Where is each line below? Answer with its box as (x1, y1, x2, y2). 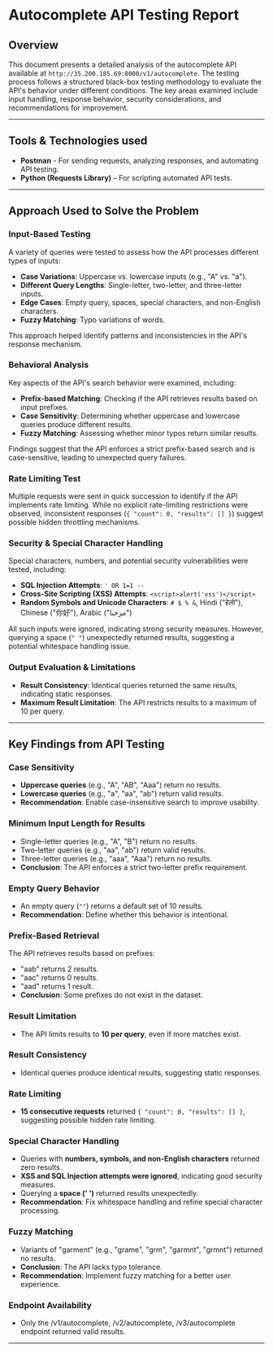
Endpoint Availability (8, 1299, 92, 1311)
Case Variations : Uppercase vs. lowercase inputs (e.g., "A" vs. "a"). (19, 271, 248, 281)
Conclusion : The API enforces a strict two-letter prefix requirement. (19, 862, 248, 872)
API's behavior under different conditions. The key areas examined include (8, 85, 258, 95)
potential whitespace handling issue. (8, 641, 131, 652)
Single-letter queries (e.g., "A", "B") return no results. (19, 836, 197, 846)
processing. (19, 1206, 61, 1215)
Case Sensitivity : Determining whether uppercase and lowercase (19, 411, 240, 421)
